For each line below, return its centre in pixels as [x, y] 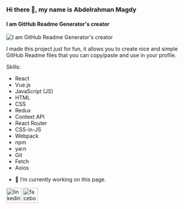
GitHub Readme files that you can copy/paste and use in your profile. [91, 55]
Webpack [27, 136]
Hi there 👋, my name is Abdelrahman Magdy [71, 10]
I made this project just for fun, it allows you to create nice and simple [92, 49]
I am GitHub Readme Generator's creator [58, 24]
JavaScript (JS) [34, 91]
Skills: [13, 67]
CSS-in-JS [28, 130]
